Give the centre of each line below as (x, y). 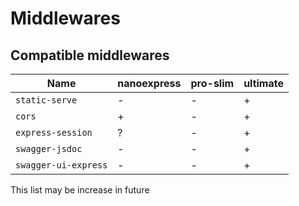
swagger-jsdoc (49, 148)
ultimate (263, 83)
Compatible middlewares (90, 55)
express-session (54, 132)
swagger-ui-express (61, 165)
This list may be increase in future (80, 190)
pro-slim (212, 83)
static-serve (46, 100)
